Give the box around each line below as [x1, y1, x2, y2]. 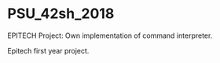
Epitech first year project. [7, 46, 90, 55]
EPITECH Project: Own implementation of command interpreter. [7, 31, 213, 40]
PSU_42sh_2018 [7, 5, 115, 23]
